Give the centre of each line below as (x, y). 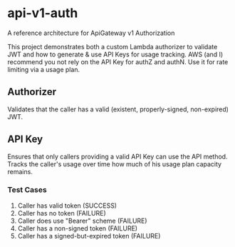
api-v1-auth (43, 13)
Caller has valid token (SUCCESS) (67, 206)
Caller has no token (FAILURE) (62, 213)
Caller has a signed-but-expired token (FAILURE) (89, 236)
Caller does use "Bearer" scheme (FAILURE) (82, 221)
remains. (20, 171)
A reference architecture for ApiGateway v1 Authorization (91, 33)
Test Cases (27, 190)
